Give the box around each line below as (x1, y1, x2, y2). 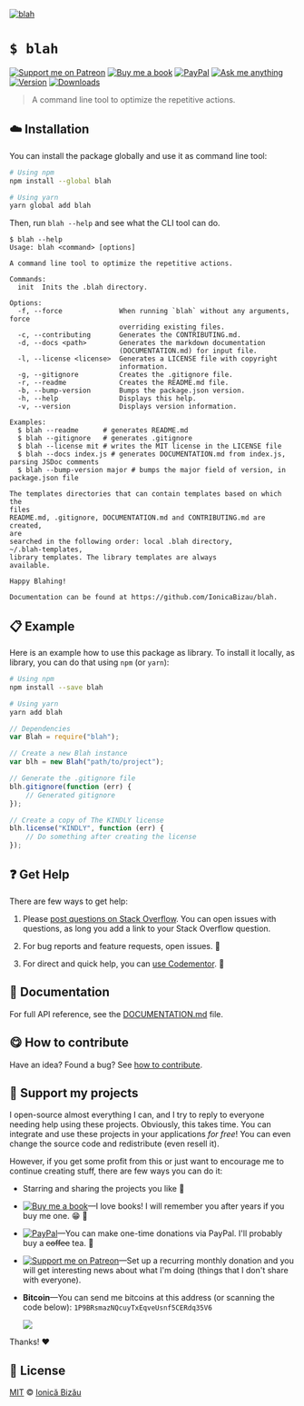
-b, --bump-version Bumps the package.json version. (17, 386, 246, 395)
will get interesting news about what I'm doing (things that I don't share (22, 1265, 289, 1276)
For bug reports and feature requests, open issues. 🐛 (22, 940, 221, 951)
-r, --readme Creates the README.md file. (17, 378, 230, 388)
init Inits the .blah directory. (17, 282, 148, 292)
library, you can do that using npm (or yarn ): (9, 657, 170, 668)
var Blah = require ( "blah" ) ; (9, 732, 120, 742)
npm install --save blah (9, 682, 103, 692)
